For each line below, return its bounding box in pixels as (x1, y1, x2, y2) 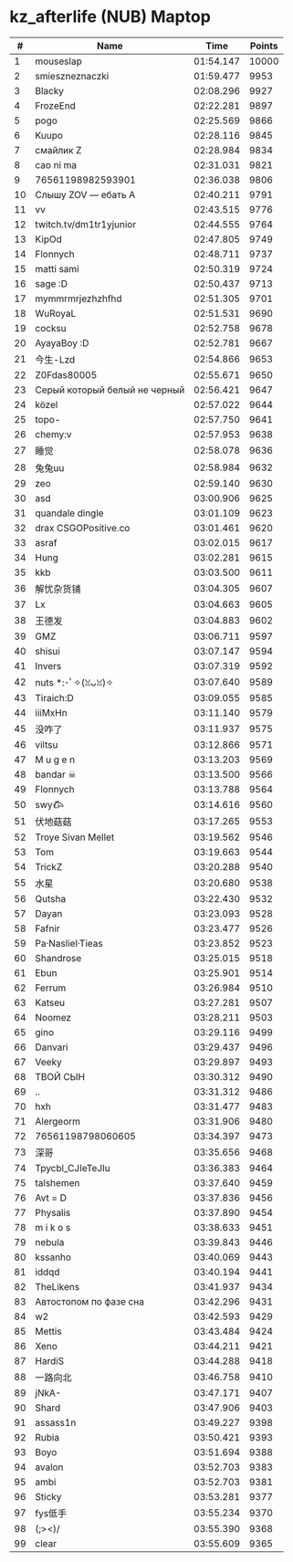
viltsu (35, 738, 58, 750)
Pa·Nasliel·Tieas (35, 937, 103, 949)
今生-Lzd (35, 353, 76, 366)
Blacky (35, 84, 64, 97)
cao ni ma (35, 158, 78, 171)
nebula (35, 1235, 65, 1248)
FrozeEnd (35, 99, 76, 111)
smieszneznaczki (35, 69, 110, 82)
